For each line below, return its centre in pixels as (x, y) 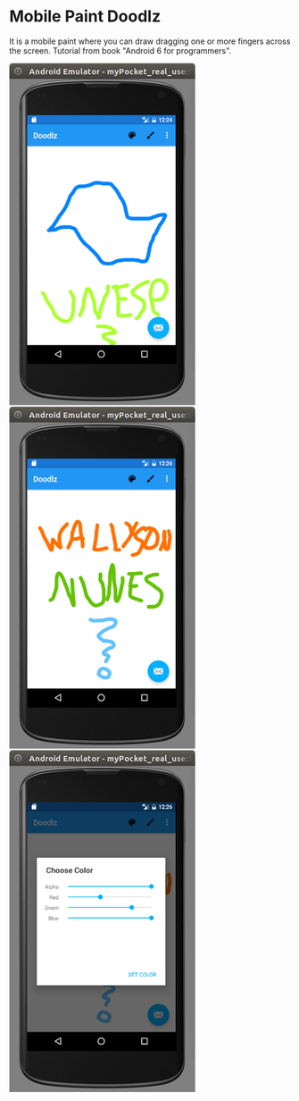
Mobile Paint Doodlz (85, 17)
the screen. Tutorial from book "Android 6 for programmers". (120, 50)
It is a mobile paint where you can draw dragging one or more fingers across (150, 41)
